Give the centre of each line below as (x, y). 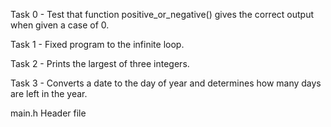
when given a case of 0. (60, 25)
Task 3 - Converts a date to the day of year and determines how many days (166, 83)
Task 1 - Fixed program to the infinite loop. (97, 44)
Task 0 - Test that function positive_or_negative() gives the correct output (162, 14)
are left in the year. (49, 93)
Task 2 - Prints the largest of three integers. (100, 63)
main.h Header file (48, 113)
